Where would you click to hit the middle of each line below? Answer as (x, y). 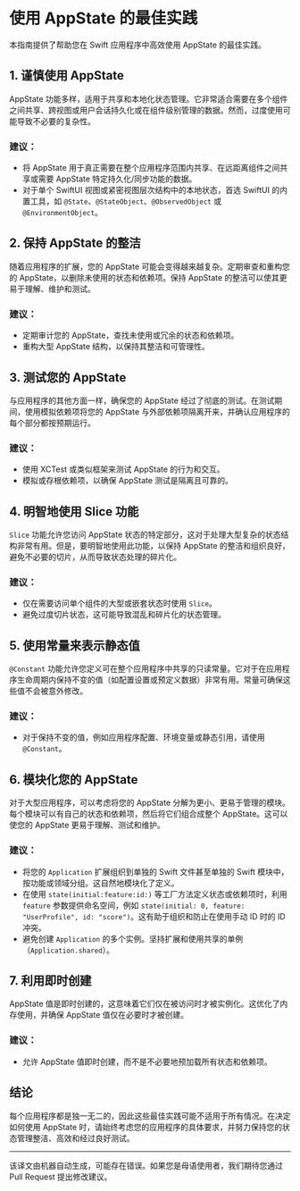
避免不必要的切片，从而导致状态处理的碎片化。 (95, 557)
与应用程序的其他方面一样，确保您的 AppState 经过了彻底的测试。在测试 (142, 400)
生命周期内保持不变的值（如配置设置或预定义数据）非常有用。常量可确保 (150, 680)
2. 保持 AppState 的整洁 (75, 243)
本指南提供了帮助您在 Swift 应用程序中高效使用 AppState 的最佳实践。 (137, 45)
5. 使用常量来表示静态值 (75, 646)
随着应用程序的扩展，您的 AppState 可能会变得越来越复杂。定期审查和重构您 (150, 266)
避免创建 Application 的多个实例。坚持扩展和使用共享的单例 (133, 938)
